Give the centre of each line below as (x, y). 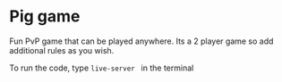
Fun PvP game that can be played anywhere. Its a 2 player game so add (141, 41)
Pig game (45, 16)
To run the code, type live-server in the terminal (102, 68)
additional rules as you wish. (62, 50)
